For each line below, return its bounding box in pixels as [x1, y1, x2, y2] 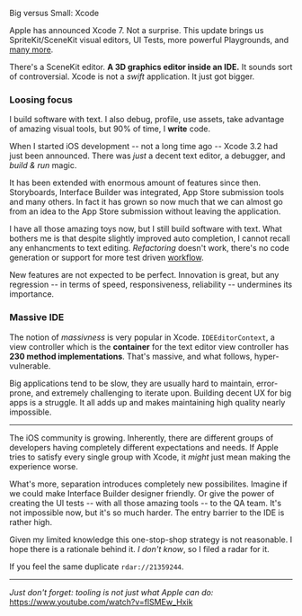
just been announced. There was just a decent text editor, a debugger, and [9, 150, 286, 161]
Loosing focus [9, 94, 74, 106]
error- [255, 378, 279, 388]
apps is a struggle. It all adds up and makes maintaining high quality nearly [9, 397, 286, 407]
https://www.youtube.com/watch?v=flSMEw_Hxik [9, 596, 193, 607]
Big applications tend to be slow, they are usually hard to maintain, [9, 378, 254, 388]
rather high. [9, 516, 52, 527]
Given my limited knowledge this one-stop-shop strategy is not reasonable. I [9, 534, 293, 545]
